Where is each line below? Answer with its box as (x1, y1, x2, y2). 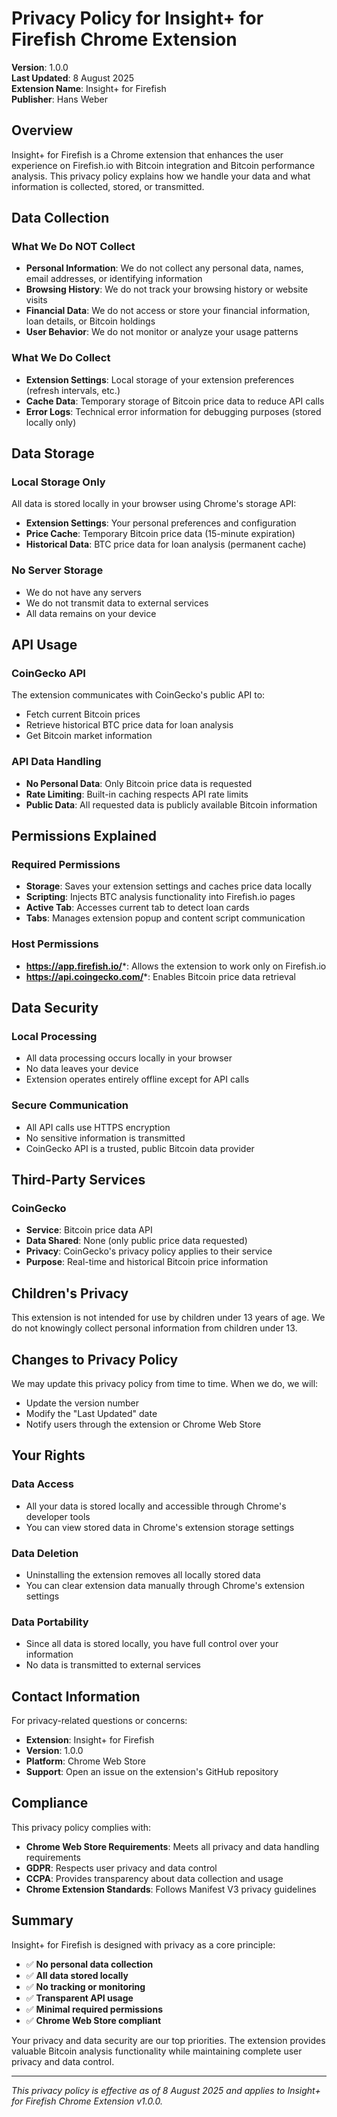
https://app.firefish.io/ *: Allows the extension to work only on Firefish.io (25, 960, 327, 972)
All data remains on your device (25, 607, 157, 619)
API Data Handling (11, 755, 102, 769)
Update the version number (25, 1397, 139, 1409)
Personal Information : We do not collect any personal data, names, (25, 262, 304, 274)
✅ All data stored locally (25, 1969, 129, 1981)
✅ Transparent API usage (25, 1992, 134, 2004)
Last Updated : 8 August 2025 (11, 72, 135, 84)
